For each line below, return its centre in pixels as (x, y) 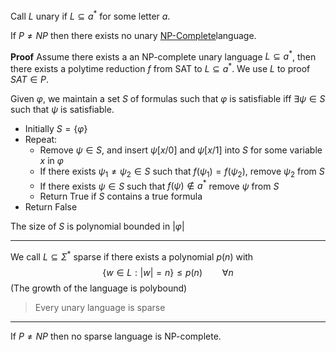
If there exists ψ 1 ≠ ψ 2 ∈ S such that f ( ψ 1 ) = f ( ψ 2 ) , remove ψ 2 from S (182, 172)
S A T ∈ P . (30, 79)
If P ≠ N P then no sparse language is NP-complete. (116, 336)
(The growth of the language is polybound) (99, 288)
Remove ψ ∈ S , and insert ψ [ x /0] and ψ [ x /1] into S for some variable (181, 150)
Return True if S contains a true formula (121, 196)
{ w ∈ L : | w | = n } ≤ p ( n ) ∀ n (168, 273)
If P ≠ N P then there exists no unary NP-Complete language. (133, 35)
